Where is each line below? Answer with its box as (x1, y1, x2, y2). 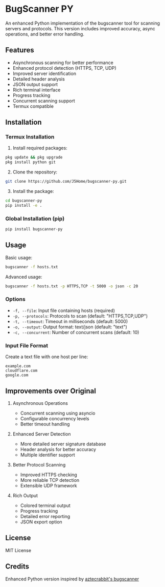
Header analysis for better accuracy (20, 446, 96, 452)
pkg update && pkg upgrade (5, 155, 63, 160)
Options (5, 296, 26, 303)
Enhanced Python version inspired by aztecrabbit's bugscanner (5, 576, 139, 582)
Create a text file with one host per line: (5, 354, 88, 360)
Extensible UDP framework (20, 482, 78, 488)
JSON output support (12, 81, 58, 87)
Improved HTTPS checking (20, 472, 78, 478)
